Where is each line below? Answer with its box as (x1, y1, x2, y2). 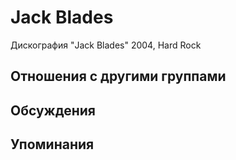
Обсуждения (10, 102, 96, 119)
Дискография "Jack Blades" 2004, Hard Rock (10, 39, 202, 51)
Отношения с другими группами (10, 68, 227, 85)
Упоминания (10, 136, 95, 153)
